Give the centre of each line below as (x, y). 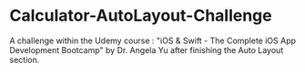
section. (25, 59)
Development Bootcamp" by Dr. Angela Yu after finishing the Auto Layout (147, 49)
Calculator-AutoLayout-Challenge (141, 16)
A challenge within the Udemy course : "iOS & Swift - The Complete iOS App (153, 40)
